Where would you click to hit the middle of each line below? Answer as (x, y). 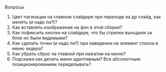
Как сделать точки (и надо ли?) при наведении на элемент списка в (85, 43)
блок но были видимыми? (40, 38)
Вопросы (15, 7)
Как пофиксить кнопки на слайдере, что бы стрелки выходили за (82, 33)
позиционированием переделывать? (51, 64)
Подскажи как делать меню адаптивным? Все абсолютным (76, 59)
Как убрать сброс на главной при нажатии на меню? (69, 54)
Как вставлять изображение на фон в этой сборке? (67, 27)
